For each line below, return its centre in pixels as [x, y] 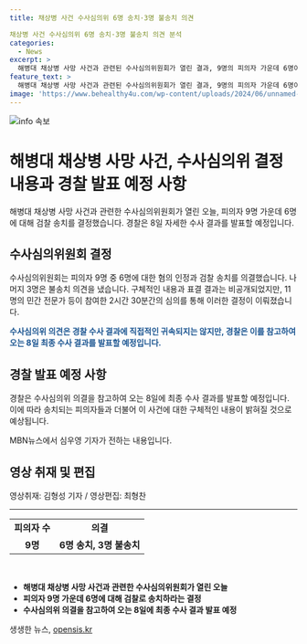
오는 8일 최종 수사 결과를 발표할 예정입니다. [85, 343]
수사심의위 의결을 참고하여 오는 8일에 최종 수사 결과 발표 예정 [130, 610]
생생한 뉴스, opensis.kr [51, 629]
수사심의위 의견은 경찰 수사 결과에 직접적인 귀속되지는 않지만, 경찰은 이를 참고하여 [153, 332]
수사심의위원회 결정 [61, 253]
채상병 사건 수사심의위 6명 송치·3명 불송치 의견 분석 [96, 34]
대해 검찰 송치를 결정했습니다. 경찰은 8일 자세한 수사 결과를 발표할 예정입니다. [156, 222]
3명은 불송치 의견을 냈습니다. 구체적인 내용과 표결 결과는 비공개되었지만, [154, 290]
